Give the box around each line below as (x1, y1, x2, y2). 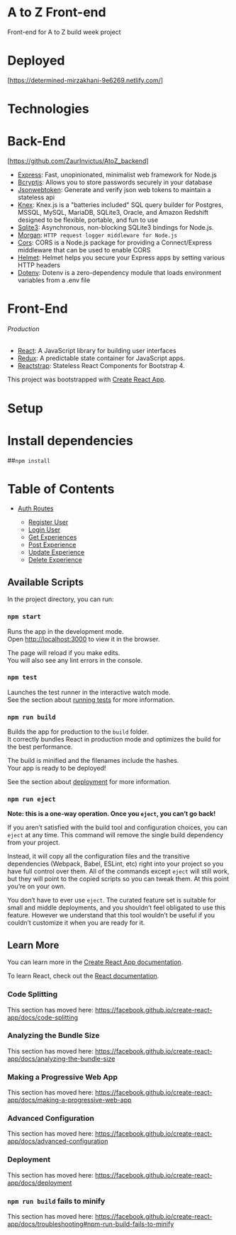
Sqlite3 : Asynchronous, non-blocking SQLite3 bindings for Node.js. (17, 223, 214, 231)
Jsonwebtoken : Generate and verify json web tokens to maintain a (17, 186, 211, 194)
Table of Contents (7, 481, 115, 497)
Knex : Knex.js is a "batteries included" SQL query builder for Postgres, (17, 201, 224, 209)
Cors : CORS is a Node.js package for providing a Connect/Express (17, 238, 213, 247)
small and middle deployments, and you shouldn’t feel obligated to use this (7, 903, 225, 912)
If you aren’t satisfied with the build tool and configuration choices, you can (7, 823, 228, 832)
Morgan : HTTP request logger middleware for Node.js (17, 231, 178, 239)
